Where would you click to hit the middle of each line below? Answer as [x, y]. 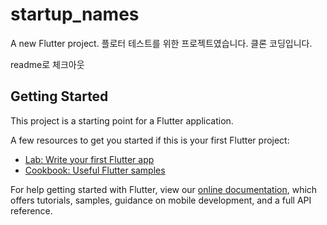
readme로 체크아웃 [47, 64]
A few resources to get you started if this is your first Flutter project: [150, 140]
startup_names [75, 14]
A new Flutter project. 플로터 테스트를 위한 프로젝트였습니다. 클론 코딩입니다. [161, 43]
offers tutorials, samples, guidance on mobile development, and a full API [161, 200]
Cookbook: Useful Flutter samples [95, 170]
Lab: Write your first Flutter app [89, 159]
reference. [31, 210]
